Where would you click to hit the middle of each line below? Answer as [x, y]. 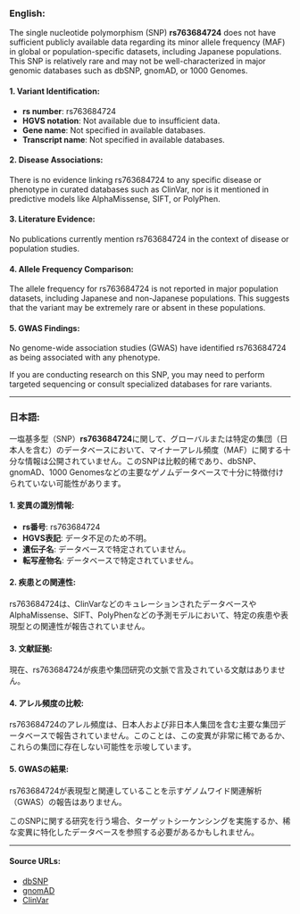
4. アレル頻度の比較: [47, 702]
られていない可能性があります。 [68, 483]
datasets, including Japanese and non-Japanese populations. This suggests [150, 298]
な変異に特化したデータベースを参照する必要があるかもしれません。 [134, 832]
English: [28, 13]
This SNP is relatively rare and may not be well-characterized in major [137, 62]
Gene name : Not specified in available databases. [114, 130]
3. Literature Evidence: [52, 219]
